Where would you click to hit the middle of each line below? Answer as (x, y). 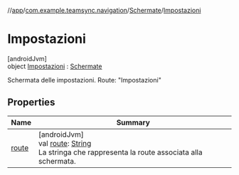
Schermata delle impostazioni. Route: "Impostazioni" (84, 80)
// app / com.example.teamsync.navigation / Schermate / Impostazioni (104, 10)
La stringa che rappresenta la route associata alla (120, 152)
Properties (31, 102)
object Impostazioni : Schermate (55, 66)
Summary (133, 122)
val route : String (65, 143)
